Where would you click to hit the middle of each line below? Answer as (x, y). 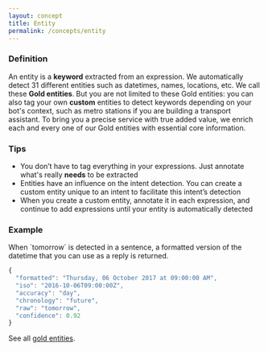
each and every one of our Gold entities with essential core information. (127, 128)
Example (26, 229)
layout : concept (35, 16)
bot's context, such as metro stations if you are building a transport (120, 110)
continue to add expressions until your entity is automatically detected (136, 209)
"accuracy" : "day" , (48, 293)
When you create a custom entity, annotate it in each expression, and (135, 200)
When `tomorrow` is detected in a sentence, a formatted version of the (125, 247)
